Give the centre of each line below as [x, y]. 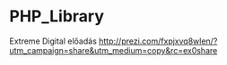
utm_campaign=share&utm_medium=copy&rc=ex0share [113, 50]
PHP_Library [57, 16]
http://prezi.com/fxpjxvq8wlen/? [158, 41]
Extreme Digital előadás [53, 41]
